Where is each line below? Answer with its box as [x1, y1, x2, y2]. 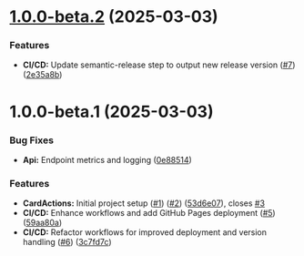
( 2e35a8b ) [22, 69, 63, 80]
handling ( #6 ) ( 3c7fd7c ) [22, 237, 112, 248]
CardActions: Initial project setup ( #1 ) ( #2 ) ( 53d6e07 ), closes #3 [22, 198, 266, 209]
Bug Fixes [9, 134, 55, 147]
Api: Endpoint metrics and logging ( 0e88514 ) [22, 154, 193, 165]
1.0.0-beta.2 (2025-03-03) [9, 6, 218, 27]
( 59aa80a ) [22, 217, 63, 229]
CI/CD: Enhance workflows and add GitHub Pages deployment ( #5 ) [22, 208, 276, 219]
